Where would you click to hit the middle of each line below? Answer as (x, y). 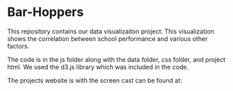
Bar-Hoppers (46, 12)
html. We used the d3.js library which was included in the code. (98, 67)
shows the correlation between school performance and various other (107, 38)
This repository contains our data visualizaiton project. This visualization (111, 31)
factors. (18, 46)
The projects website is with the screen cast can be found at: (95, 80)
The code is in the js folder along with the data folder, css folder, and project (116, 59)
